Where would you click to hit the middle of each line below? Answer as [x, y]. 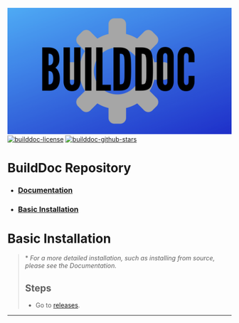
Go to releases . [58, 305]
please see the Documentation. [71, 266]
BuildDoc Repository [69, 168]
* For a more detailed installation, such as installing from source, [120, 258]
